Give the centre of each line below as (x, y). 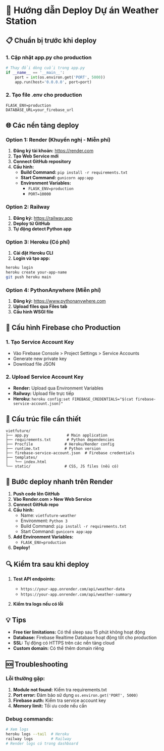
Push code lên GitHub (36, 494)
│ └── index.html (26, 462)
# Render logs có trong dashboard (42, 743)
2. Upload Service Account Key (45, 377)
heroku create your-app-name (36, 272)
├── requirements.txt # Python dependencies (60, 440)
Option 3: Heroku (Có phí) (38, 242)
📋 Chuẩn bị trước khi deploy (51, 40)
